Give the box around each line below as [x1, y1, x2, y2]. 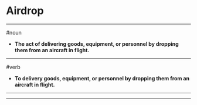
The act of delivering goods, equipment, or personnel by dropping [14, 40, 179, 48]
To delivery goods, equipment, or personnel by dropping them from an [14, 74, 190, 82]
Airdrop [6, 4, 44, 18]
